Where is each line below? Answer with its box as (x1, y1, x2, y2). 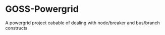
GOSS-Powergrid (5, 3, 79, 15)
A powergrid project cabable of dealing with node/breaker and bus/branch (5, 20, 160, 26)
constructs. (5, 25, 29, 31)
